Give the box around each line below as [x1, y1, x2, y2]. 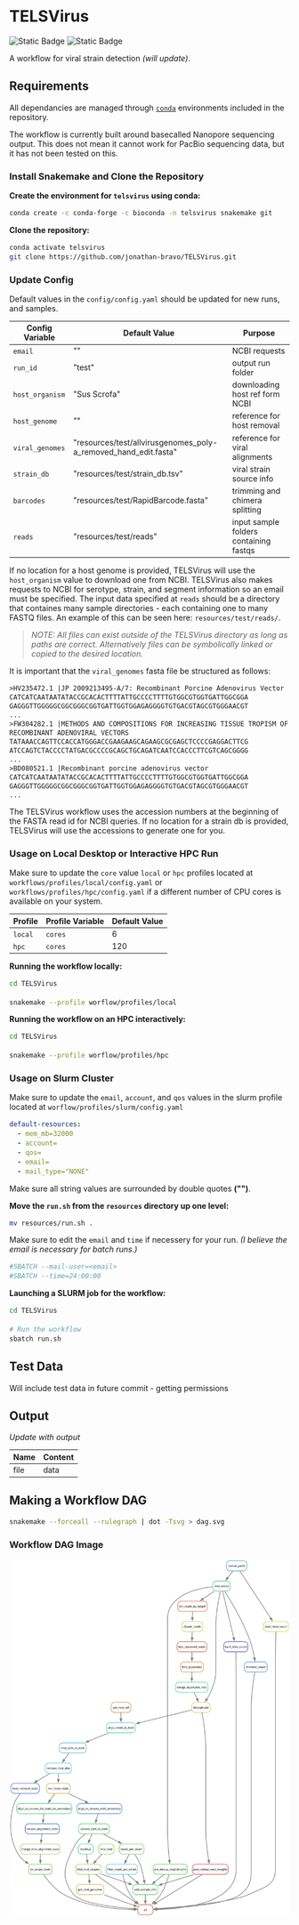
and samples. [9, 302, 59, 313]
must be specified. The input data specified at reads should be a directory [9, 593, 280, 604]
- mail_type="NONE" [17, 1167, 90, 1176]
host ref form [231, 389, 280, 399]
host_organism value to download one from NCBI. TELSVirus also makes [9, 574, 273, 584]
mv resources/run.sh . [9, 1219, 93, 1228]
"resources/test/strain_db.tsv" [72, 469, 184, 479]
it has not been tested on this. [9, 148, 118, 158]
